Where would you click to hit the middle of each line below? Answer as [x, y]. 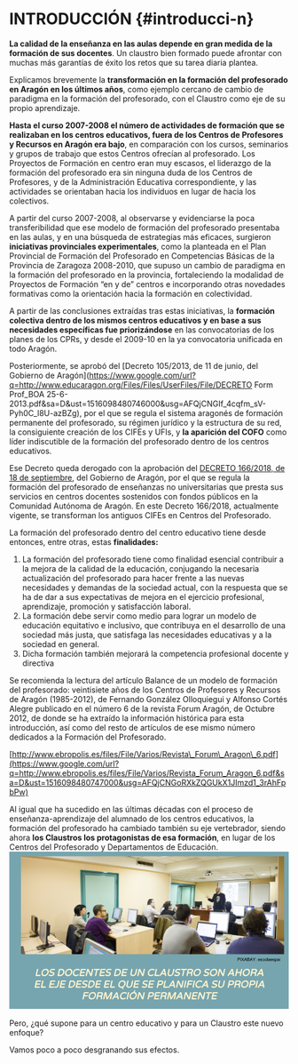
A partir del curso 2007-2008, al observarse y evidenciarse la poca [132, 218]
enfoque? [27, 1033]
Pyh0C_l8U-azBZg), [46, 412]
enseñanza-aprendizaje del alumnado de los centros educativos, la [132, 819]
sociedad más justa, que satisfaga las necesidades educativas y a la [147, 635]
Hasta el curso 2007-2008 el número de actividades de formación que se [147, 125]
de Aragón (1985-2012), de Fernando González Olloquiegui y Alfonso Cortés [149, 699]
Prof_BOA [27, 394]
